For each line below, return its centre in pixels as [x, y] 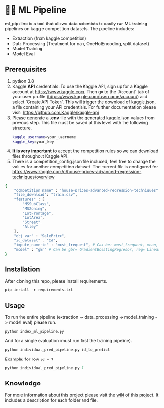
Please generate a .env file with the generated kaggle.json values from [83, 118]
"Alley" [30, 227]
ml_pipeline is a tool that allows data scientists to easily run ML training [76, 24]
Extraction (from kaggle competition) [49, 38]
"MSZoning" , [35, 208]
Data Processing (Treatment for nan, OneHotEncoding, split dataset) [81, 43]
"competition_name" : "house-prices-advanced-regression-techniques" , [87, 191]
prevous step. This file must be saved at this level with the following [80, 122]
